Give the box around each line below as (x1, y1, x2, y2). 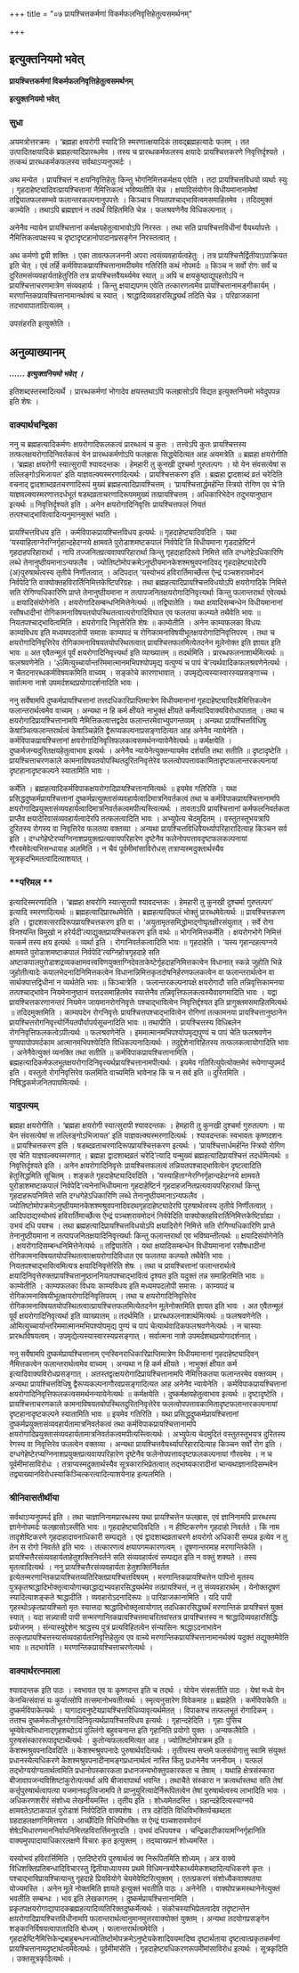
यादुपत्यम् (9, 1100, 38, 1112)
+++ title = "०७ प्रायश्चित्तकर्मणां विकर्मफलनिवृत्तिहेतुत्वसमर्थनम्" (9, 9, 193, 19)
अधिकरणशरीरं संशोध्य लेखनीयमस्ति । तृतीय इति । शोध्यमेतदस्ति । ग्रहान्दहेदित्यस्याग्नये (9, 1796, 254, 1806)
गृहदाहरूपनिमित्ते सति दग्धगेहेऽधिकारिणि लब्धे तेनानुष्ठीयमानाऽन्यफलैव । (9, 1190, 205, 1200)
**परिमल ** (9, 876, 53, 888)
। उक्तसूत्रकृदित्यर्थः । (9, 1953, 72, 1964)
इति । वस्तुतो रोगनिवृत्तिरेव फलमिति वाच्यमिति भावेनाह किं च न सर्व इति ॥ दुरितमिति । (9, 1067, 246, 1077)
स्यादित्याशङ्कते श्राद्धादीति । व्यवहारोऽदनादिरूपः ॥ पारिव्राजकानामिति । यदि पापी (9, 1592, 232, 1603)
